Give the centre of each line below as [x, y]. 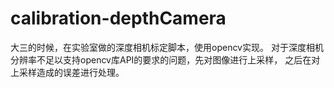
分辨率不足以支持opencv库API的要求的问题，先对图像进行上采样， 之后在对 [165, 59]
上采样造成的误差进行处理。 [67, 72]
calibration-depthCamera [118, 18]
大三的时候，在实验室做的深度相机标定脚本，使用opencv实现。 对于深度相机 [167, 47]
